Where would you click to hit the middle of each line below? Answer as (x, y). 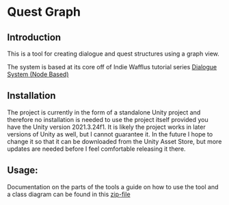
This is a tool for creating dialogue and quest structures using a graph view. (113, 53)
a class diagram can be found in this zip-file (69, 194)
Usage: (23, 170)
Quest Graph (44, 12)
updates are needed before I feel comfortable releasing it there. (96, 149)
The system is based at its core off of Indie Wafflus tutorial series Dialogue (112, 67)
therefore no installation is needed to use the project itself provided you (108, 119)
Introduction (34, 37)
